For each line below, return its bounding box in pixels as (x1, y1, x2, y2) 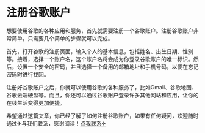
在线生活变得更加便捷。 (6, 99, 65, 106)
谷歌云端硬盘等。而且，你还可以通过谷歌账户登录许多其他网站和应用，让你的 (6, 91, 199, 99)
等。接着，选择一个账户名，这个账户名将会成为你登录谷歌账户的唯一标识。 (6, 55, 193, 63)
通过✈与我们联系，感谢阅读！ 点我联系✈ (6, 120, 107, 127)
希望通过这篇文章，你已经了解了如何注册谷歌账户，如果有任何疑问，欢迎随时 (6, 112, 199, 120)
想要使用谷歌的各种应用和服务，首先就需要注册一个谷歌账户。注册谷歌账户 (6, 27, 193, 34)
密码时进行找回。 (6, 70, 49, 78)
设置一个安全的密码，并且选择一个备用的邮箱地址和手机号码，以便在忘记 (16, 63, 199, 70)
